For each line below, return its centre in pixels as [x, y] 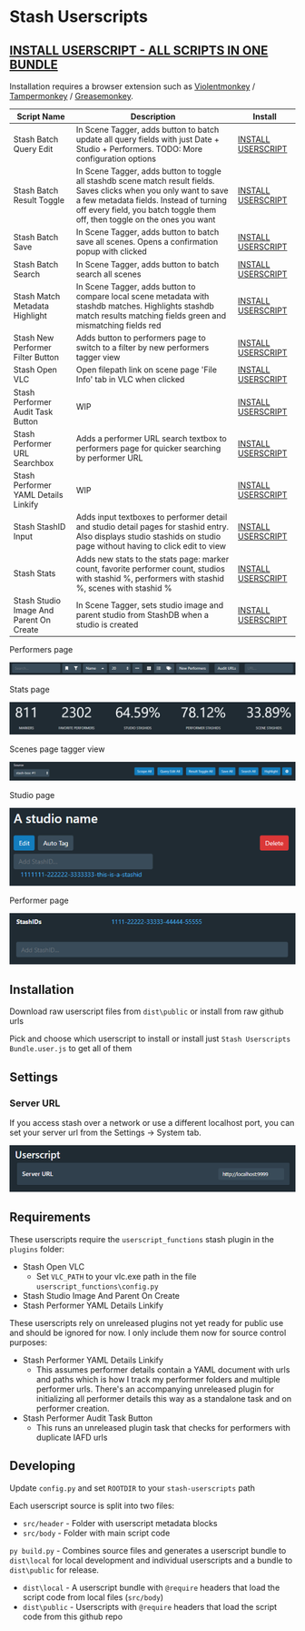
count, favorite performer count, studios [150, 568]
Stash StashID [39, 527]
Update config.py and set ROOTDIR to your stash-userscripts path [133, 1488]
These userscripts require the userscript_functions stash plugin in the [142, 1239]
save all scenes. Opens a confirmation [147, 242]
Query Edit [33, 148]
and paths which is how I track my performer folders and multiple [158, 1379]
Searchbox [34, 462]
